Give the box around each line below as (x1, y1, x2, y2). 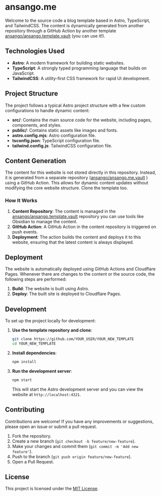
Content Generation (5, 157, 66, 165)
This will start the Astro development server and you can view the (12, 386, 144, 392)
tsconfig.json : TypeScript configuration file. (12, 137, 100, 143)
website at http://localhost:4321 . (12, 391, 81, 397)
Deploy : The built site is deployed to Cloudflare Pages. (12, 291, 121, 297)
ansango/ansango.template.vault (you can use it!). (5, 33, 106, 39)
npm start (12, 378, 32, 382)
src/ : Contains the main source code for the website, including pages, (12, 117, 152, 123)
